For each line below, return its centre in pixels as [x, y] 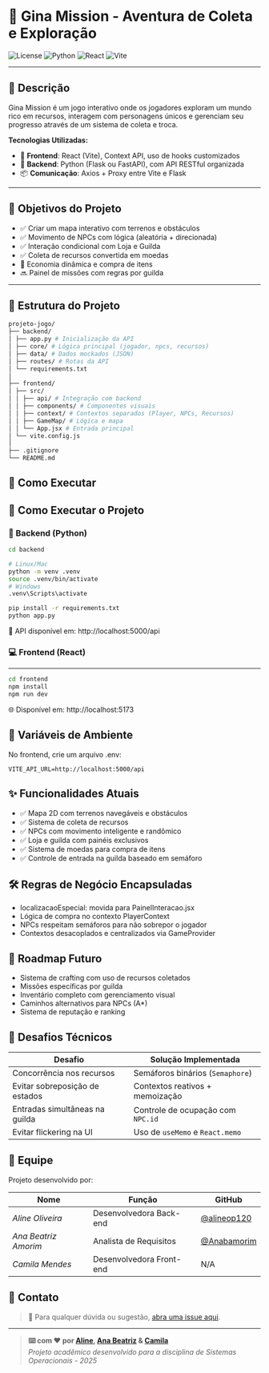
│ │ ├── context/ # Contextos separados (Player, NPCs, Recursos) [121, 413]
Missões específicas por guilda [71, 986]
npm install [28, 687]
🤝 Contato [34, 1297]
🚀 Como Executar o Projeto [76, 510]
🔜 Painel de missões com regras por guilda [92, 272]
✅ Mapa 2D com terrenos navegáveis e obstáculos [104, 813]
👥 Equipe [31, 1160]
